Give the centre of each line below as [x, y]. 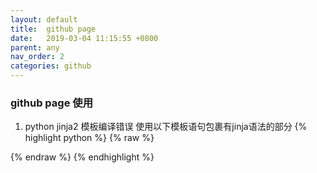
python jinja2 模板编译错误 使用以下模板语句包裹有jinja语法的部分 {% [166, 127]
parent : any [35, 47]
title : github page [53, 29]
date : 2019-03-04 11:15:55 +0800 [84, 38]
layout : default [44, 19]
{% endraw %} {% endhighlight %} [82, 157]
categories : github [51, 66]
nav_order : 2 [37, 57]
